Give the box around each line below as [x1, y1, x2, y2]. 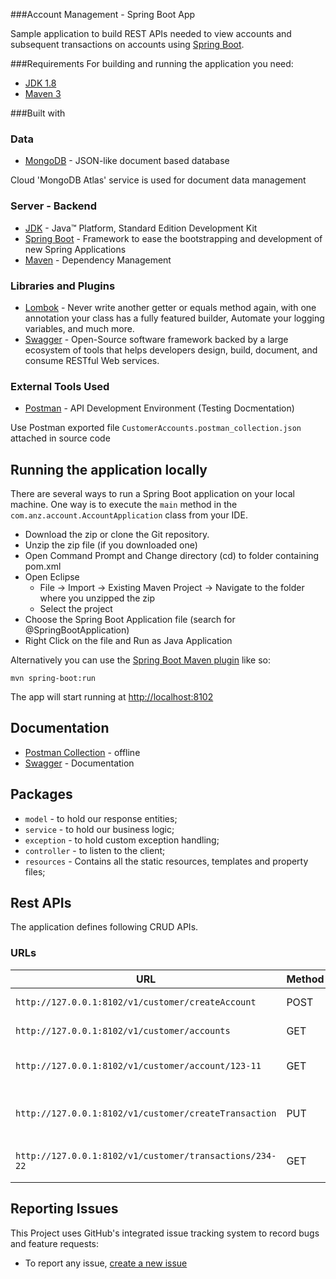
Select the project [39, 603, 113, 614]
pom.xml [24, 560, 62, 572]
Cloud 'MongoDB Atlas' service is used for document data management [10, 174, 307, 186]
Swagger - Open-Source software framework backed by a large [24, 333, 289, 345]
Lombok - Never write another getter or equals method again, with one [24, 301, 317, 313]
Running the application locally [10, 461, 208, 478]
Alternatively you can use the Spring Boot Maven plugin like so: [10, 654, 272, 666]
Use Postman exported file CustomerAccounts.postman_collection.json [10, 422, 302, 434]
